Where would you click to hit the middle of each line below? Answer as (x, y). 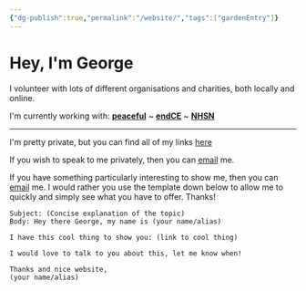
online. (22, 98)
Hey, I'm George (71, 62)
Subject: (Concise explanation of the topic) (97, 213)
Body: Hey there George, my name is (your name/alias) (116, 221)
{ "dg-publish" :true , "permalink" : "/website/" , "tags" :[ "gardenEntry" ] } (144, 18)
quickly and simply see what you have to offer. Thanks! (112, 196)
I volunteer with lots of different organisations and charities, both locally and (152, 88)
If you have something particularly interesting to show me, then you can (144, 177)
